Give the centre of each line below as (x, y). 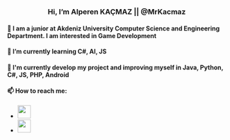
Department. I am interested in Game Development (82, 35)
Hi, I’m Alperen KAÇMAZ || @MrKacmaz (117, 12)
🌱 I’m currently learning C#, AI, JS (57, 51)
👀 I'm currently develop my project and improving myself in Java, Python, (115, 67)
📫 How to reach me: (37, 91)
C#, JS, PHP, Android (38, 75)
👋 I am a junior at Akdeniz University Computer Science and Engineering (114, 28)
